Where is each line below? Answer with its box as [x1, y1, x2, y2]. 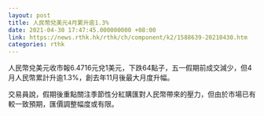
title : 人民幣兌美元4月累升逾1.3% [8, 19, 109, 27]
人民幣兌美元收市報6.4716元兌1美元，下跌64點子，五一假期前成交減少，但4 [8, 63, 253, 73]
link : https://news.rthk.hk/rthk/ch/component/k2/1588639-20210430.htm [8, 33, 247, 42]
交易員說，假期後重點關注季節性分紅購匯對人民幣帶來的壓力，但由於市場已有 [8, 89, 256, 99]
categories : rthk [8, 41, 65, 49]
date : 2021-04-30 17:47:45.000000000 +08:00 [8, 26, 156, 34]
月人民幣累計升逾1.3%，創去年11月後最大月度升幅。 [8, 73, 174, 82]
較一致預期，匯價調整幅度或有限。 [8, 100, 119, 109]
